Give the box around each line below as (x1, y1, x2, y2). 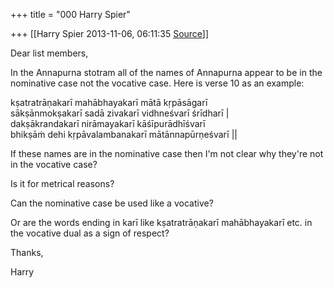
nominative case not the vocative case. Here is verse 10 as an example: (10, 77, 305, 89)
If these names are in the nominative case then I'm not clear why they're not (10, 148, 324, 159)
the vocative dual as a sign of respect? (10, 227, 170, 239)
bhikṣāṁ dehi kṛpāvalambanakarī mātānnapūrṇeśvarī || (10, 129, 238, 140)
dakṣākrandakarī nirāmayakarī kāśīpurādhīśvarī (10, 118, 206, 129)
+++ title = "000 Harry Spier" (10, 9, 131, 20)
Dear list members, (10, 47, 89, 59)
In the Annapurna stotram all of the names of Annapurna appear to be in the (10, 67, 323, 78)
